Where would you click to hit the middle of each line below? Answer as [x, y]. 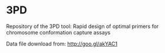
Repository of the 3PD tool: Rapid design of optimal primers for [82, 26]
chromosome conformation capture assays [58, 32]
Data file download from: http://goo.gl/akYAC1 [62, 44]
